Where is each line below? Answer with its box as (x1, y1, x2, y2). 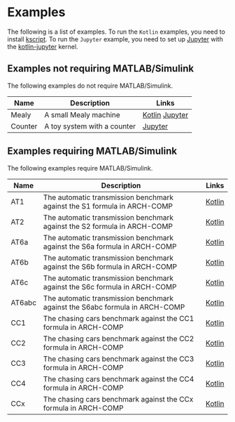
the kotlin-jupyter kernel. (7, 42, 78, 51)
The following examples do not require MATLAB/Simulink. (7, 81, 173, 90)
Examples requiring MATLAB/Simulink (7, 145, 177, 157)
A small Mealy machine (44, 110, 120, 119)
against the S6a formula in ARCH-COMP (43, 242, 177, 251)
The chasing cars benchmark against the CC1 (43, 313, 194, 323)
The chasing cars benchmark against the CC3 (43, 354, 194, 364)
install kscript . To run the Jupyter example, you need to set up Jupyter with (7, 34, 224, 43)
